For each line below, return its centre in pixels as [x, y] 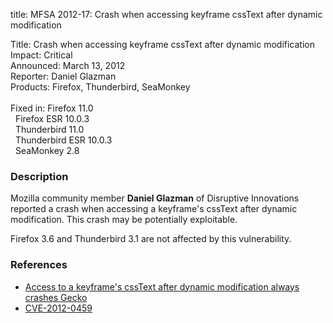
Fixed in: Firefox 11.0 [52, 108]
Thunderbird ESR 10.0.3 [63, 140]
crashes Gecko [56, 297]
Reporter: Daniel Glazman [63, 76]
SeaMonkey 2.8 [47, 150]
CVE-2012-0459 [58, 308]
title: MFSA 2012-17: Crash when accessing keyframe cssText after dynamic [166, 14]
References [39, 265]
